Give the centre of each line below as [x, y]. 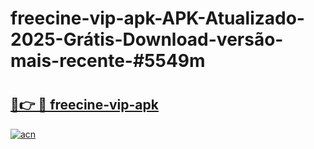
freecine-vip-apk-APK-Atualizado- [157, 18]
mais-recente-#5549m [108, 61]
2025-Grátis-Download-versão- [147, 39]
